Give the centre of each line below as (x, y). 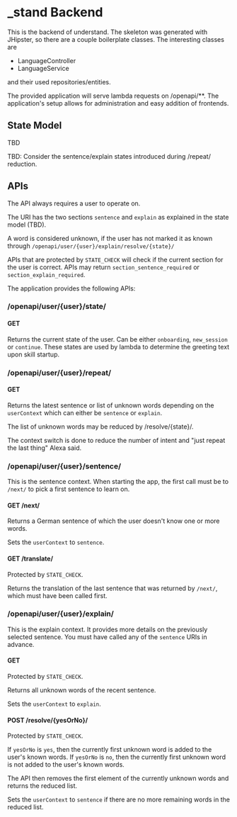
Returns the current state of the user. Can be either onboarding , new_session (117, 339)
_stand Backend (56, 12)
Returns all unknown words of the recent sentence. (82, 690)
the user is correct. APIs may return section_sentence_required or (104, 267)
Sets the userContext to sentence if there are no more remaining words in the (118, 800)
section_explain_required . (46, 274)
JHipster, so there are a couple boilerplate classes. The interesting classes (116, 39)
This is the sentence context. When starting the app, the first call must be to (118, 482)
